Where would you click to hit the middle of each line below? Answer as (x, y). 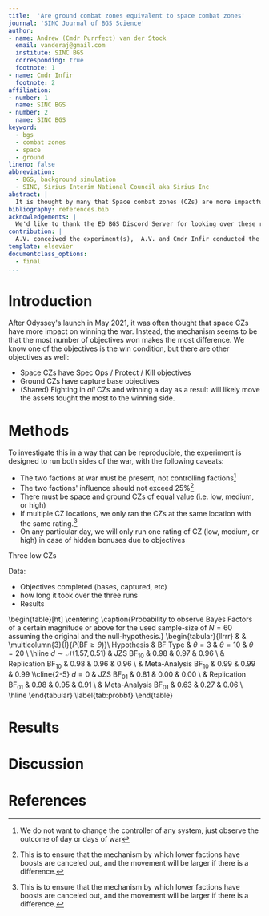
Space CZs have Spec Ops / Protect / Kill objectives (105, 372)
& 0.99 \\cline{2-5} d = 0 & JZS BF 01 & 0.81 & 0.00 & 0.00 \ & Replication (127, 675)
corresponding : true (50, 61)
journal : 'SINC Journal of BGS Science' (77, 23)
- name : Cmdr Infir (41, 75)
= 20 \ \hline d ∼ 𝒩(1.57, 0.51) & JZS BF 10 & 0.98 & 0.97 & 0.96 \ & (116, 655)
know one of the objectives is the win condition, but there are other (119, 348)
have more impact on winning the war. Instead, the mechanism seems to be (133, 331)
